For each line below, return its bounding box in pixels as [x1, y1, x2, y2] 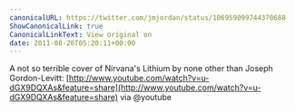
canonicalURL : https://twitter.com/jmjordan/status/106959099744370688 [9, 13, 286, 23]
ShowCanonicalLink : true [9, 22, 103, 31]
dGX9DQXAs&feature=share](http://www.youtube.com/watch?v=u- [9, 82, 261, 93]
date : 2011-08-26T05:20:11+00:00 [9, 38, 136, 48]
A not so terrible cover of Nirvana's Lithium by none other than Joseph [9, 63, 274, 74]
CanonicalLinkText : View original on [9, 30, 152, 39]
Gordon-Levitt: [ [9, 73, 70, 84]
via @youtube [120, 92, 172, 103]
